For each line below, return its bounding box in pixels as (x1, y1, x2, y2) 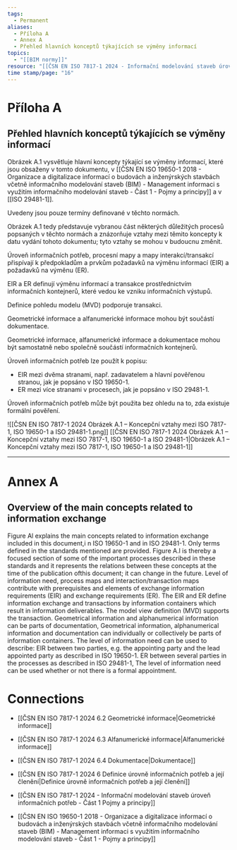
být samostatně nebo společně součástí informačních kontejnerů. (7, 343, 197, 351)
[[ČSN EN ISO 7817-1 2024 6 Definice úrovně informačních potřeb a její (17, 770, 224, 779)
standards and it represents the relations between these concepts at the (7, 561, 217, 569)
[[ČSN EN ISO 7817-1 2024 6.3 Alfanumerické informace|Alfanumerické (17, 735, 225, 744)
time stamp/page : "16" (7, 69, 74, 76)
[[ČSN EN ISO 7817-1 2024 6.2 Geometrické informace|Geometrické (17, 714, 216, 722)
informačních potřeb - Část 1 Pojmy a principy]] (17, 799, 156, 807)
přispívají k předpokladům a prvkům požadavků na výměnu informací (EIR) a (7, 258, 229, 266)
